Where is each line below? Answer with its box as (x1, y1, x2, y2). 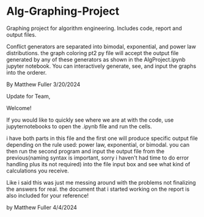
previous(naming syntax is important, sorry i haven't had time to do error (6, 154, 189, 161)
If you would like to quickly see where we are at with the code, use (6, 116, 174, 123)
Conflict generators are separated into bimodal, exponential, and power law (6, 43, 197, 50)
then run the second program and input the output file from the (6, 147, 165, 155)
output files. (6, 31, 37, 38)
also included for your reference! (6, 191, 89, 199)
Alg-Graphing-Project (6, 4, 120, 18)
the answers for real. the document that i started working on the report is (6, 185, 190, 193)
